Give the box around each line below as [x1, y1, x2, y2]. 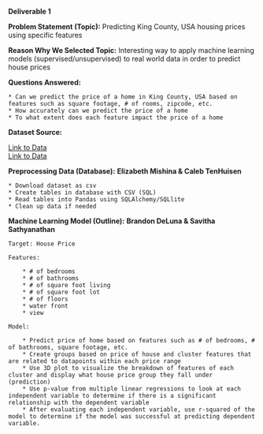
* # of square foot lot [22, 288, 101, 296]
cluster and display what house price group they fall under [8, 371, 213, 379]
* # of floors [22, 295, 69, 303]
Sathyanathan [8, 225, 55, 234]
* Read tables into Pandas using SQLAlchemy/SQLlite [8, 196, 185, 204]
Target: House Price [8, 240, 76, 248]
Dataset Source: [8, 128, 63, 137]
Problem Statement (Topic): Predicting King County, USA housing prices [8, 22, 246, 31]
